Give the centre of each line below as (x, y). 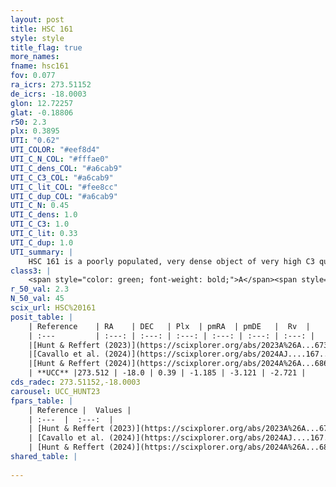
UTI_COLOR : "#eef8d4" (55, 150)
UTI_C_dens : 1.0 (44, 215)
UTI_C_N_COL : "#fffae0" (60, 159)
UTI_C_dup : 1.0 (42, 242)
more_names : (35, 57)
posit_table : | (42, 317)
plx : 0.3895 (35, 131)
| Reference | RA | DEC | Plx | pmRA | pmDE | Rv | (169, 326)
